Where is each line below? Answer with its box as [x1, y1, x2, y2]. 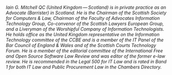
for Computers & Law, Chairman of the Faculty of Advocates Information [6, 15, 160, 21]
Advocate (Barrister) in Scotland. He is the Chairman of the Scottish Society [6, 10, 167, 16]
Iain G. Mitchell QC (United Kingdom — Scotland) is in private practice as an [6, 5, 166, 10]
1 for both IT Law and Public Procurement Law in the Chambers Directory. [6, 64, 162, 70]
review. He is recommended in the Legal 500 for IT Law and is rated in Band [6, 59, 167, 64]
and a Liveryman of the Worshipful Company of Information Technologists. [6, 26, 164, 32]
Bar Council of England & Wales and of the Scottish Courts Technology [6, 42, 157, 48]
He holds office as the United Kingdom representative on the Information [6, 32, 160, 37]
